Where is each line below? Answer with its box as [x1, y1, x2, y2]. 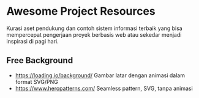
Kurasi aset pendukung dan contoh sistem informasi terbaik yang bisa [6, 24, 182, 32]
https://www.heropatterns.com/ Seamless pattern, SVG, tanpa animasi [15, 85, 193, 92]
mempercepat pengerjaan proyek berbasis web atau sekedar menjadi [6, 31, 182, 38]
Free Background [6, 55, 73, 66]
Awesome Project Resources [6, 4, 156, 18]
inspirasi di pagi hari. [6, 37, 59, 45]
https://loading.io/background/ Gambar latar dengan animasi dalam [15, 72, 186, 79]
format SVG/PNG [15, 78, 58, 85]
